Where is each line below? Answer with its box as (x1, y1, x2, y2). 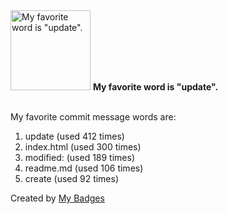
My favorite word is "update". (92, 81, 219, 93)
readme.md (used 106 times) (24, 162, 144, 174)
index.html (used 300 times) (24, 141, 142, 153)
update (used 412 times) (24, 130, 125, 142)
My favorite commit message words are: (10, 111, 177, 123)
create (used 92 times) (24, 173, 120, 184)
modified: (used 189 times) (24, 152, 136, 163)
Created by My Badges (10, 192, 105, 204)
